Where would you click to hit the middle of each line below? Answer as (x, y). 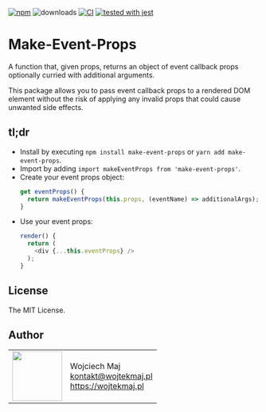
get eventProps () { (52, 191)
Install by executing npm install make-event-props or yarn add (122, 151)
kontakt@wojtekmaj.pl (111, 376)
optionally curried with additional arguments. (82, 75)
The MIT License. (37, 310)
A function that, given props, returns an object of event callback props (123, 66)
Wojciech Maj (96, 367)
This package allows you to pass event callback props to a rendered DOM (129, 90)
